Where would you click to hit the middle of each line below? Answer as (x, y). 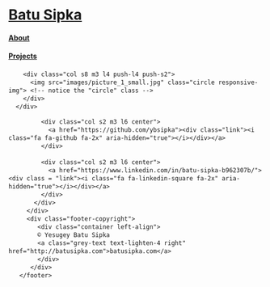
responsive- (238, 82)
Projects (23, 56)
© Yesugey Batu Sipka (74, 235)
